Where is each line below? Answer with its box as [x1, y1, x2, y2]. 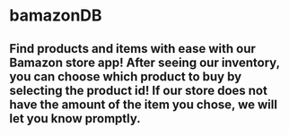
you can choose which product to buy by [9, 69, 242, 84]
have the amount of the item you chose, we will [9, 97, 278, 112]
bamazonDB [9, 5, 102, 26]
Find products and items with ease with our [9, 41, 256, 56]
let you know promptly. [9, 111, 141, 126]
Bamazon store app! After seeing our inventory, [9, 55, 280, 70]
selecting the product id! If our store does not [9, 82, 267, 98]
